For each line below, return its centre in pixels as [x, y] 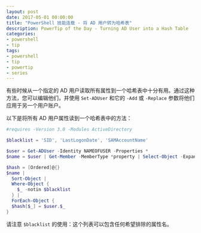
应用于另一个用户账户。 [35, 106]
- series [17, 73]
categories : [21, 34]
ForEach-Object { [33, 201]
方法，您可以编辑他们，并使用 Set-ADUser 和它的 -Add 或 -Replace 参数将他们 [100, 98]
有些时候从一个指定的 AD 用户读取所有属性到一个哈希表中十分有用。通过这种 [100, 91]
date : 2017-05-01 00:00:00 [40, 17]
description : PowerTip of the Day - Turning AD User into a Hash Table [97, 28]
